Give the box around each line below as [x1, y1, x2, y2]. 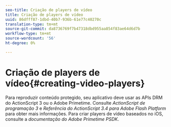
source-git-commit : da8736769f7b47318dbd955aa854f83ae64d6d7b [5, 26, 140, 31]
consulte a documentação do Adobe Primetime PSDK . [5, 116, 119, 122]
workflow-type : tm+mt [5, 31, 52, 36]
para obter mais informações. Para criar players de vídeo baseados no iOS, [5, 110, 163, 117]
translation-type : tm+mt [5, 21, 58, 27]
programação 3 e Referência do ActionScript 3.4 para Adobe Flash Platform [5, 105, 166, 111]
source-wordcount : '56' [5, 36, 56, 41]
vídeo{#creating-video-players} [5, 77, 145, 89]
